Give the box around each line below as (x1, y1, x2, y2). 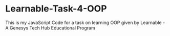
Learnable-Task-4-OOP (5, 3, 107, 14)
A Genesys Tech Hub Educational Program (5, 24, 96, 30)
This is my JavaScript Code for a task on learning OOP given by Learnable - (5, 19, 165, 25)
